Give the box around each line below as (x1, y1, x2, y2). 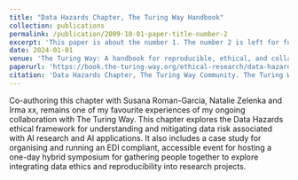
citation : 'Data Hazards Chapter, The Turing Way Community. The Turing (9, 71, 284, 80)
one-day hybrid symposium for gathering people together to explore (9, 152, 259, 162)
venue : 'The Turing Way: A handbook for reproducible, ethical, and (9, 54, 268, 63)
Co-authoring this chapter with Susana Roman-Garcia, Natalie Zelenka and (9, 95, 282, 106)
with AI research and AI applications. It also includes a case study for (9, 132, 262, 143)
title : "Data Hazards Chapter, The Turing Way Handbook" (9, 12, 224, 22)
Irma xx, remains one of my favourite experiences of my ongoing (9, 104, 246, 115)
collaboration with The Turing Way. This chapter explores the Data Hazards (9, 113, 284, 124)
